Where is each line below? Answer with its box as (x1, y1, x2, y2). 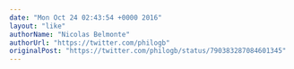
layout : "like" (9, 22, 66, 30)
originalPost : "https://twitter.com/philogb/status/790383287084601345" (9, 47, 287, 56)
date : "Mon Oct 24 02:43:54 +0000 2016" (9, 13, 163, 22)
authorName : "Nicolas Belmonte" (9, 30, 130, 39)
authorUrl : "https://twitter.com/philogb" (9, 38, 170, 47)
